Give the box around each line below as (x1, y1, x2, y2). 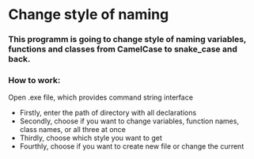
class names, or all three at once (19, 125, 127, 134)
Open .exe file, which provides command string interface (8, 93, 194, 102)
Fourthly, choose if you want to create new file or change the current (19, 142, 245, 151)
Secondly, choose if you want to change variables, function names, (19, 116, 240, 126)
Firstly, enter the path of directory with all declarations (19, 108, 197, 118)
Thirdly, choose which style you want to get (19, 133, 162, 143)
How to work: (8, 75, 61, 86)
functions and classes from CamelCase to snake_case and (8, 44, 237, 55)
